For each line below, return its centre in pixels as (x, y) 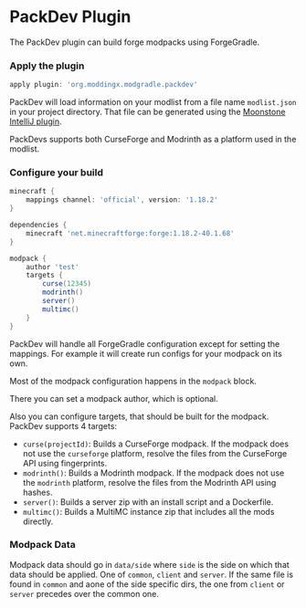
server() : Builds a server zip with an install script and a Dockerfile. (148, 502)
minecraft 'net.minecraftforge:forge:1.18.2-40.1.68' (130, 233)
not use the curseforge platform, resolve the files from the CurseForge (155, 453)
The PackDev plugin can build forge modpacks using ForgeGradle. (135, 42)
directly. (38, 521)
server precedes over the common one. (84, 593)
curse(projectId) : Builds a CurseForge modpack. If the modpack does (156, 444)
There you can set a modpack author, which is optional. (114, 398)
